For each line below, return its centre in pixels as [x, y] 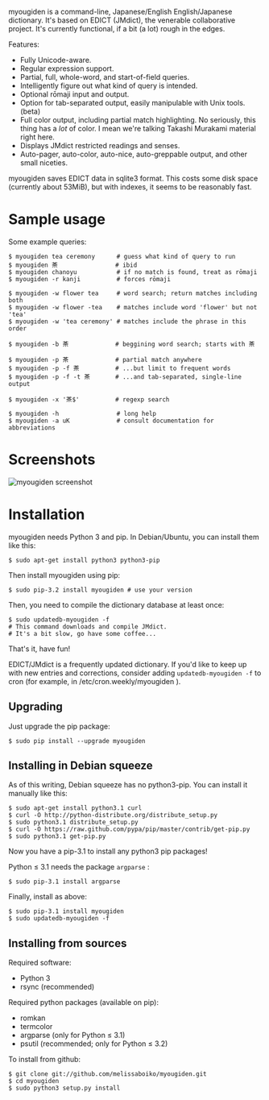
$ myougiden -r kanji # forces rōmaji [90, 279]
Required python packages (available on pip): [84, 1002]
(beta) [30, 111]
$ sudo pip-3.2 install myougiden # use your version [101, 590]
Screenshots [52, 460]
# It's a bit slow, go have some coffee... [83, 633]
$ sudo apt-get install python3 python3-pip [84, 560]
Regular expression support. [67, 68]
